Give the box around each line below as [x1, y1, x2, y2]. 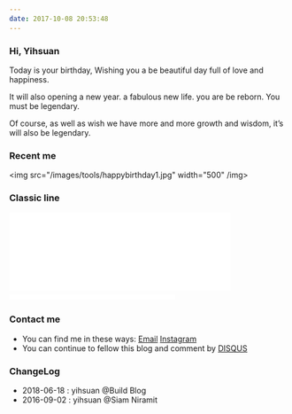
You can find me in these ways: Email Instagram [21, 333, 197, 344]
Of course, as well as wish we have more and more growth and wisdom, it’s [9, 118, 284, 129]
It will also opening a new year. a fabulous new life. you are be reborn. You [9, 91, 280, 102]
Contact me [9, 313, 61, 325]
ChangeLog [9, 364, 60, 377]
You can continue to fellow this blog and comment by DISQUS [21, 342, 248, 354]
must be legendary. [9, 100, 80, 111]
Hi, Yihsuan [9, 44, 60, 57]
